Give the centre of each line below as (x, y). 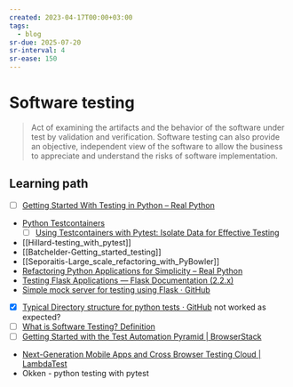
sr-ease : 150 (33, 59)
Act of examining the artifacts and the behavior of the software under (158, 127)
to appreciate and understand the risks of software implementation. (154, 156)
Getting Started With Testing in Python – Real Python (118, 205)
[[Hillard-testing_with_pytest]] (76, 242)
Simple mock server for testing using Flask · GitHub (116, 289)
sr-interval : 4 (37, 51)
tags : (19, 26)
